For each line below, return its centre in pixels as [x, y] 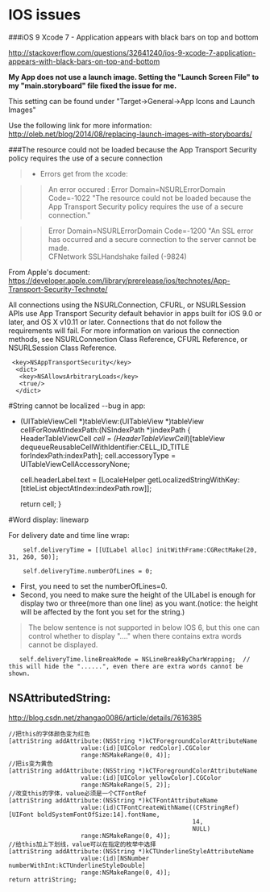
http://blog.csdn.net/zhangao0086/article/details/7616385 [105, 717]
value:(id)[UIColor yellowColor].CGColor [151, 777]
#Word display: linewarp [49, 519]
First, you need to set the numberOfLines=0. [93, 586]
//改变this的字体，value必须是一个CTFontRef [77, 793]
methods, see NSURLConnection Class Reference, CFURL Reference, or [128, 339]
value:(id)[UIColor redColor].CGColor [145, 748]
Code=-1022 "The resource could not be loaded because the [150, 198]
